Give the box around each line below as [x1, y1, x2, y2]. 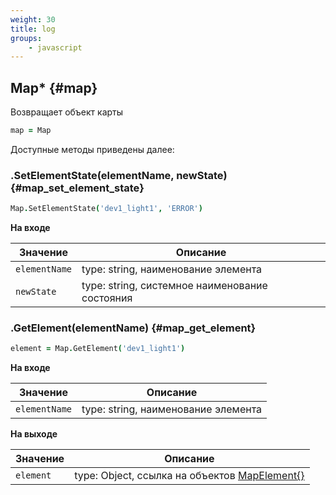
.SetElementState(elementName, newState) [10, 168, 228, 182]
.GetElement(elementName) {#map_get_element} [10, 321, 257, 335]
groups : [10, 33, 43, 43]
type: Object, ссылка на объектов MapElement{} [74, 469, 305, 483]
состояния [81, 291, 133, 305]
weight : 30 [10, 14, 56, 25]
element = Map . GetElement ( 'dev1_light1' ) [10, 344, 186, 354]
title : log [10, 24, 56, 34]
